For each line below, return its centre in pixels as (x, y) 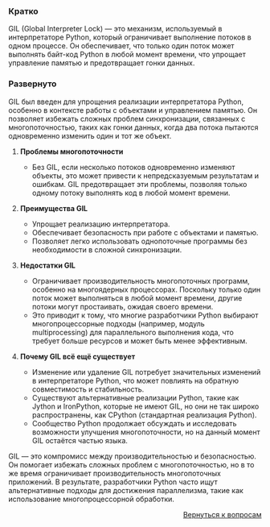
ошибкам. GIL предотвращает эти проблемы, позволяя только (139, 184)
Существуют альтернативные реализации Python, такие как (135, 397)
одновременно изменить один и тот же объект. (90, 135)
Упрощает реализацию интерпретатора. (101, 224)
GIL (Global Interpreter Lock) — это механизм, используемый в (115, 29)
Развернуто (33, 84)
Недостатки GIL (48, 265)
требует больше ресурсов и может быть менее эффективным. (139, 341)
